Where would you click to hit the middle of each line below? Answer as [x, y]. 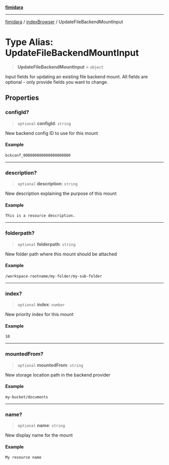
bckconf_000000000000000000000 [38, 155]
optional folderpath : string [47, 244]
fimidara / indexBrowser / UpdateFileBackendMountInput [64, 22]
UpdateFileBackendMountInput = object [61, 67]
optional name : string [41, 426]
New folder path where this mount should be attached [61, 254]
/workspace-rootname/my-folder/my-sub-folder [54, 276]
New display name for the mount [39, 435]
